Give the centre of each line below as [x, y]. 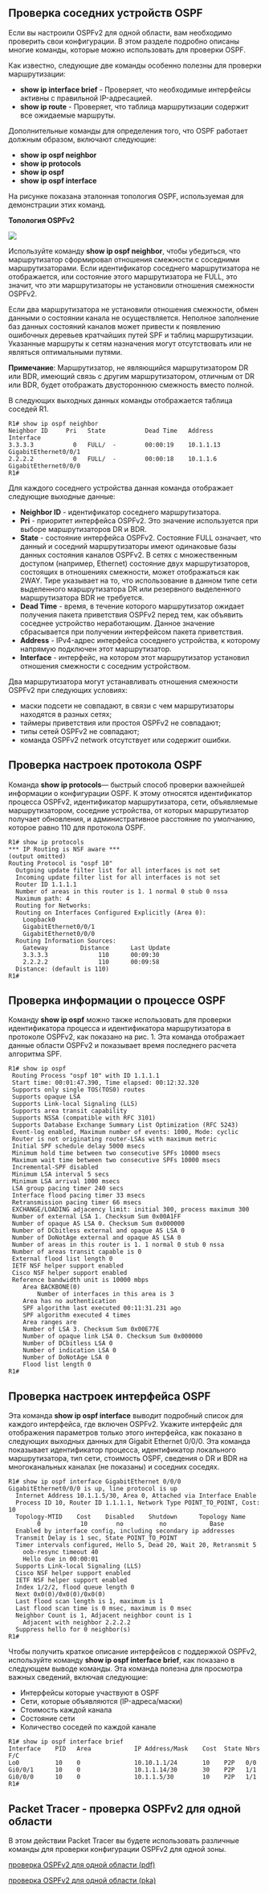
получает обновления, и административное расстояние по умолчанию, [132, 819]
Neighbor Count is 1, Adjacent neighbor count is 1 [104, 1616]
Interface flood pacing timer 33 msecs [79, 1196]
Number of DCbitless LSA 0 [68, 1343]
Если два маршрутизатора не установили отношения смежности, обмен [133, 309]
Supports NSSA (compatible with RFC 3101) [84, 1118]
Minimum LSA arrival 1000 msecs [66, 1182]
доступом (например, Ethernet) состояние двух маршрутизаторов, [135, 563]
